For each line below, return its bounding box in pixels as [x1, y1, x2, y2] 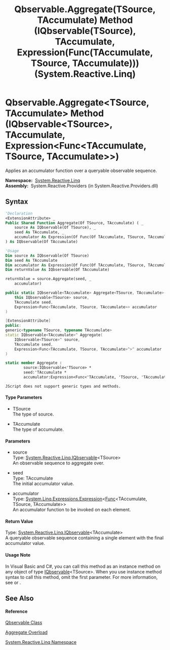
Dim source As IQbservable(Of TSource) [5, 253, 90, 258]
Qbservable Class [5, 620, 42, 626]
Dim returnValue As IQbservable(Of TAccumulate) [5, 267, 110, 272]
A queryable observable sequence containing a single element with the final [5, 535, 164, 541]
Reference [5, 608, 28, 614]
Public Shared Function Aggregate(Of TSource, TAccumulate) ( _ [5, 220, 144, 225]
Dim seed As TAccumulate [5, 258, 58, 263]
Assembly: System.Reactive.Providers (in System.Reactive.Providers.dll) [5, 183, 158, 189]
